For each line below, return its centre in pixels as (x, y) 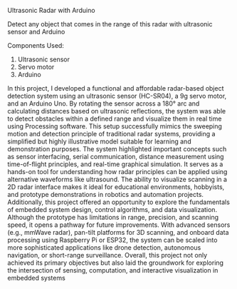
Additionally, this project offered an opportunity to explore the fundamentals (118, 202)
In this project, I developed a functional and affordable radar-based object (116, 88)
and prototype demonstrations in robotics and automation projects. (106, 194)
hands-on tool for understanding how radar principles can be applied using (117, 172)
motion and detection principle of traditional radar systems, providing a (111, 134)
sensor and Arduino (36, 32)
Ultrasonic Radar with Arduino (51, 10)
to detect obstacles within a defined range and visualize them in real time (115, 118)
